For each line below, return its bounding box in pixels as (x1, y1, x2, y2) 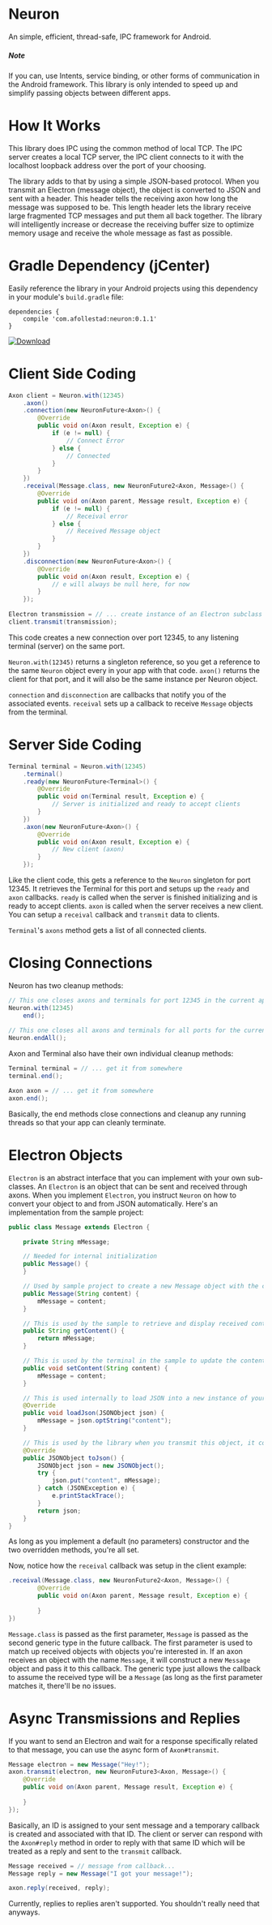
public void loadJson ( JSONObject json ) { (23, 1409, 164, 1418)
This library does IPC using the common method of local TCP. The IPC (8, 143, 243, 153)
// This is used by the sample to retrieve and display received (23, 1319, 249, 1327)
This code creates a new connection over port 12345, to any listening (8, 632, 239, 642)
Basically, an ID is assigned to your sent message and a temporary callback (8, 1820, 261, 1830)
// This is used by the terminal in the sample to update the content (23, 1357, 266, 1365)
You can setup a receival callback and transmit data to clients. (8, 910, 220, 920)
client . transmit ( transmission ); (8, 618, 117, 626)
